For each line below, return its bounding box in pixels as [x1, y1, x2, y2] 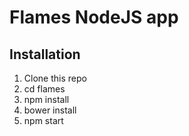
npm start [23, 115, 64, 126]
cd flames [23, 83, 66, 95]
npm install [23, 94, 70, 105]
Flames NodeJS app [9, 6, 179, 29]
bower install [23, 104, 77, 116]
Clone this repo [23, 72, 87, 84]
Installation [9, 46, 81, 63]
